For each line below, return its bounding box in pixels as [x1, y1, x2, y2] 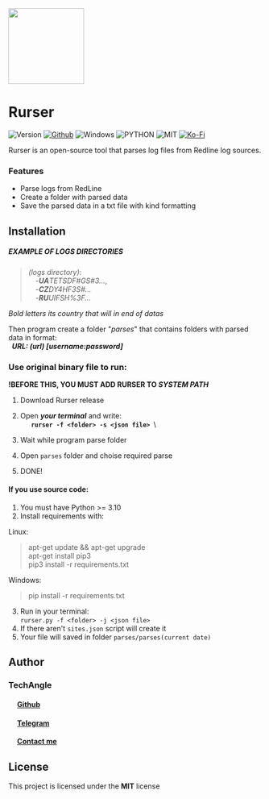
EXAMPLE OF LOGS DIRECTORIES [8, 247, 123, 256]
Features [8, 165, 44, 177]
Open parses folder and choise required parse [19, 451, 173, 460]
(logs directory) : [27, 267, 82, 277]
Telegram [17, 718, 50, 728]
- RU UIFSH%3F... [35, 293, 91, 302]
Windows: [8, 576, 42, 585]
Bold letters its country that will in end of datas [8, 308, 163, 318]
